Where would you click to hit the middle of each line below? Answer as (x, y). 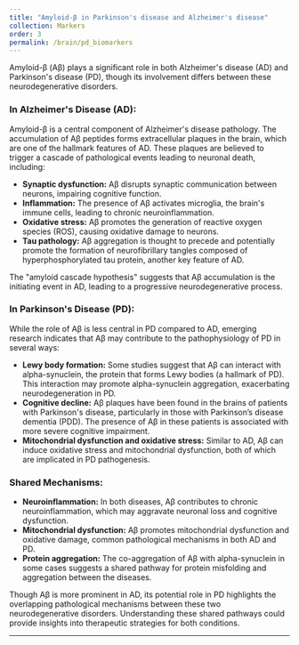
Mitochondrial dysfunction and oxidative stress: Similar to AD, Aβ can (153, 440)
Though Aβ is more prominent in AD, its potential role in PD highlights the (143, 595)
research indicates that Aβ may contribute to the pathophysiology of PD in (145, 338)
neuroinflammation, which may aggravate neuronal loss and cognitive (149, 512)
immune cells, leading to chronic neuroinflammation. (118, 212)
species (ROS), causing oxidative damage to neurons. (121, 231)
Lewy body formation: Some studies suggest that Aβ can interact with (152, 365)
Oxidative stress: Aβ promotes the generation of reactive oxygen (142, 222)
